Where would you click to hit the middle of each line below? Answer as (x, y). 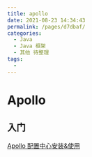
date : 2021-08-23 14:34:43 (46, 20)
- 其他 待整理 (31, 53)
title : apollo (28, 14)
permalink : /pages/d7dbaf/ (46, 27)
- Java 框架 (30, 46)
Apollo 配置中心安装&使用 (44, 145)
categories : (24, 33)
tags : (15, 59)
